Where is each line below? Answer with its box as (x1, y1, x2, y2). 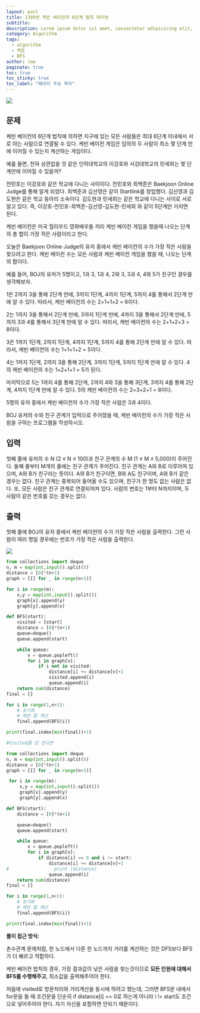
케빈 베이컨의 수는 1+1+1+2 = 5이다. (18, 345, 102, 353)
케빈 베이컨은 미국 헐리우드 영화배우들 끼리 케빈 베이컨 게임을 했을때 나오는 (6, 223, 180, 230)
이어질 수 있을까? (21, 168, 61, 175)
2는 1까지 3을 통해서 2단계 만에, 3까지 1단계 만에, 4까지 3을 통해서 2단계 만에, (6, 311, 186, 318)
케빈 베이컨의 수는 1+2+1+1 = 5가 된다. (12, 366, 102, 373)
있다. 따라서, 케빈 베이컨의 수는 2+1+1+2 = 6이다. (24, 298, 140, 305)
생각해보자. (6, 278, 32, 285)
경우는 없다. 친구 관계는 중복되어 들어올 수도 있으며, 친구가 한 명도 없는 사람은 (6, 477, 186, 484)
